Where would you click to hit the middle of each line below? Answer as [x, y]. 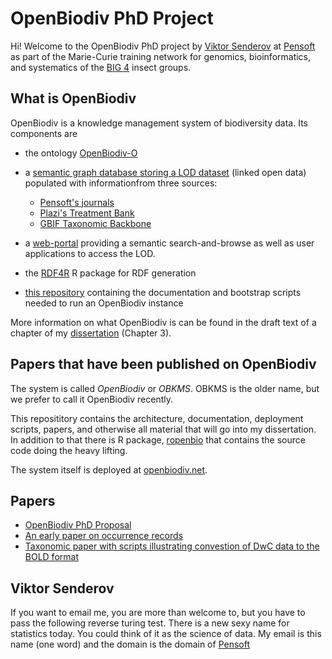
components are [44, 133]
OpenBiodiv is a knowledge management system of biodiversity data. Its [159, 123]
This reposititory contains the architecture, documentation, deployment [157, 418]
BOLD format [51, 557]
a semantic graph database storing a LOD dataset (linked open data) [165, 172]
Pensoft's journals [77, 202]
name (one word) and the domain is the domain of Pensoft [130, 644]
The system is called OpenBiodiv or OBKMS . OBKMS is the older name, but [165, 388]
